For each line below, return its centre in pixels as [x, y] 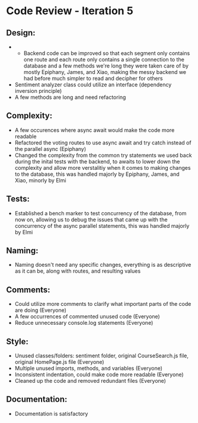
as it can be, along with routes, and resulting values [78, 271]
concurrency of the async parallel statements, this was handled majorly [102, 225]
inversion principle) [38, 91]
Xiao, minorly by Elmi [40, 180]
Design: [21, 33]
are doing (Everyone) [41, 310]
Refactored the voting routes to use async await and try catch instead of [103, 143]
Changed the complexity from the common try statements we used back [103, 155]
